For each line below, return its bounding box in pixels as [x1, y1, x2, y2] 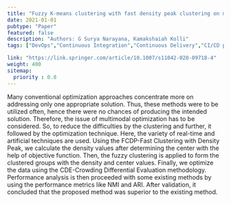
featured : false [7, 29, 54, 36]
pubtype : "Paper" [7, 23, 57, 30]
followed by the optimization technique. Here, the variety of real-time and [7, 129, 215, 138]
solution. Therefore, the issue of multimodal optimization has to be [7, 114, 195, 122]
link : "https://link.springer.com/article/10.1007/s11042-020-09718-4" [7, 54, 217, 62]
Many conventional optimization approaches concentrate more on [7, 92, 194, 100]
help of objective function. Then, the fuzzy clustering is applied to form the [7, 151, 219, 159]
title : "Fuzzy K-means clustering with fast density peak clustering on [7, 10, 220, 17]
